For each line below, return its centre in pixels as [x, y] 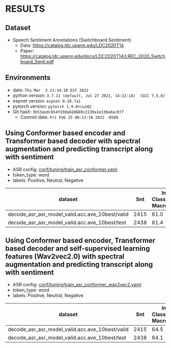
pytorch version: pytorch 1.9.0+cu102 [52, 106]
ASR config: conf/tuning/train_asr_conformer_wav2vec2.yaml [77, 285]
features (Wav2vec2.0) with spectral [65, 256]
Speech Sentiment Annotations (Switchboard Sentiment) [72, 40]
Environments [28, 78]
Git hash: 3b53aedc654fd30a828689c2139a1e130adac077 [68, 111]
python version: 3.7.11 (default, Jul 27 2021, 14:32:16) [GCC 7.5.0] [89, 95]
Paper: [27, 51]
